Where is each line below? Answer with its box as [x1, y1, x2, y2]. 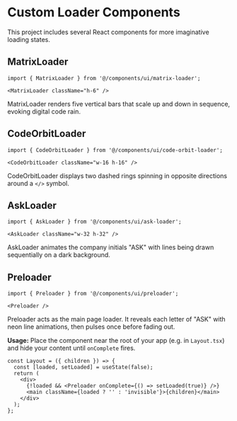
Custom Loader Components [7, 4, 180, 21]
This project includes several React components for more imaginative [7, 28, 210, 36]
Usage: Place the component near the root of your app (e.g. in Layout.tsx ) [7, 337, 225, 345]
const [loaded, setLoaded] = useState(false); [13, 363, 154, 371]
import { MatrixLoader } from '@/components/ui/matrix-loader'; [7, 75, 201, 82]
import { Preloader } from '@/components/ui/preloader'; [7, 290, 179, 297]
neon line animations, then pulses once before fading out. [7, 322, 175, 331]
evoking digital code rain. [7, 107, 81, 116]
